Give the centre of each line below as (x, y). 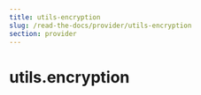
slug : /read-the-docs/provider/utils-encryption (100, 26)
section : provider (43, 33)
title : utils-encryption (55, 17)
